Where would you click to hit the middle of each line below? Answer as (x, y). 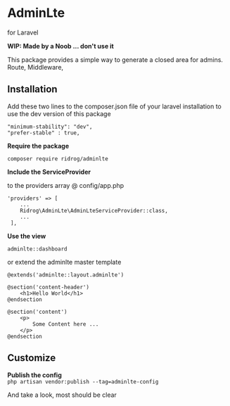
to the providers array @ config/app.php (66, 185)
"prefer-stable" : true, (44, 133)
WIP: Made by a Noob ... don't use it (60, 46)
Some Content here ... (66, 324)
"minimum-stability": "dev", (50, 127)
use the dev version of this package (59, 113)
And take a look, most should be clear (62, 395)
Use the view (27, 236)
